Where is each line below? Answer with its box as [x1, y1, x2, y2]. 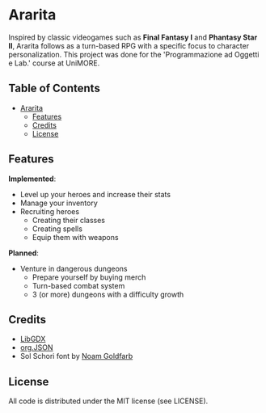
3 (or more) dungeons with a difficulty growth [32, 289, 184, 299]
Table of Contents [8, 82, 101, 95]
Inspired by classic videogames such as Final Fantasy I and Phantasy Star [8, 32, 258, 42]
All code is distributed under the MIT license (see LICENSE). [8, 396, 209, 406]
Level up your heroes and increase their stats [19, 189, 171, 199]
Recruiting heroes [19, 206, 79, 216]
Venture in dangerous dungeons [19, 263, 128, 273]
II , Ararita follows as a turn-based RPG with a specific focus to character [8, 40, 249, 50]
